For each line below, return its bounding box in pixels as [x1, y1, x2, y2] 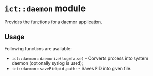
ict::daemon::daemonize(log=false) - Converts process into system [11, 55, 148, 61]
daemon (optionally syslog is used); [11, 60, 83, 66]
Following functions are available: [4, 46, 72, 51]
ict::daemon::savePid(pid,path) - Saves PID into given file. [11, 65, 132, 71]
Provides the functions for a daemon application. [4, 19, 103, 25]
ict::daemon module [4, 3, 86, 14]
